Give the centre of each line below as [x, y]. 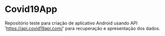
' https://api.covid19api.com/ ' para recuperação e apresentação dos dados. [82, 28]
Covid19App [31, 9]
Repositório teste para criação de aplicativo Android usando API [71, 23]
